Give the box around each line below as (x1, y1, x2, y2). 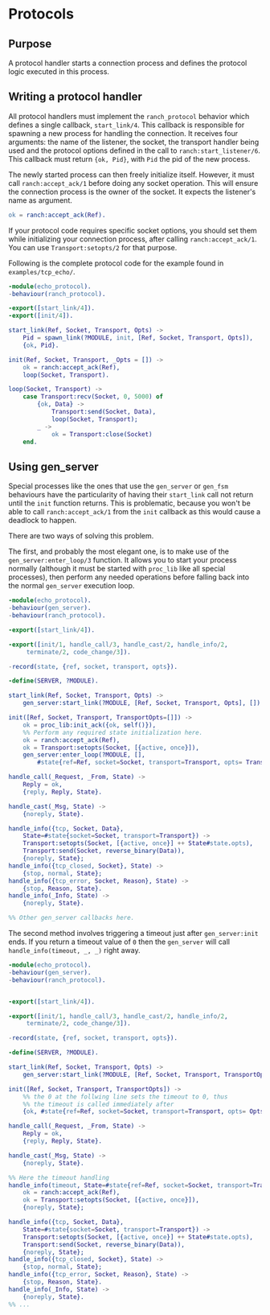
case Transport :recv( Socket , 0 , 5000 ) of (22, 393, 163, 401)
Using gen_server (8, 460, 99, 473)
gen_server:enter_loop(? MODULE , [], (22, 751, 146, 759)
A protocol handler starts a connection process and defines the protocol (8, 58, 247, 68)
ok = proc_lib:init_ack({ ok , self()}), (22, 721, 157, 729)
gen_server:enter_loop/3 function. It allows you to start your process (8, 555, 237, 565)
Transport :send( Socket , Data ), (51, 408, 157, 416)
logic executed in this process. (8, 67, 110, 76)
